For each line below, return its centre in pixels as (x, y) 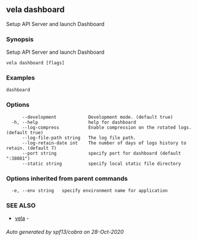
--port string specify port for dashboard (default (101, 153)
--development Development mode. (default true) (97, 117)
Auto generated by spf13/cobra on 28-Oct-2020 (65, 232)
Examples (21, 78)
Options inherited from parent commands (67, 178)
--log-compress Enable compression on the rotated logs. (107, 127)
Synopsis (20, 39)
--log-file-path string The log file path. (79, 138)
